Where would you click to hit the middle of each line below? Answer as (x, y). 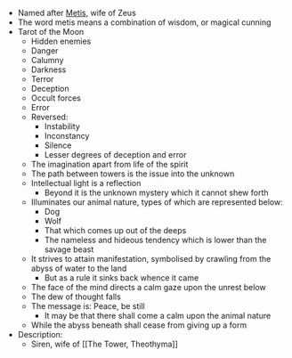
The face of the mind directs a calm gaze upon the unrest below (149, 287)
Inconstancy (67, 136)
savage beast (69, 249)
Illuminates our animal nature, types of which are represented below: (157, 202)
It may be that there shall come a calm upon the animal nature (158, 316)
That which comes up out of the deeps (115, 230)
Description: (40, 334)
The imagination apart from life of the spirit (109, 164)
